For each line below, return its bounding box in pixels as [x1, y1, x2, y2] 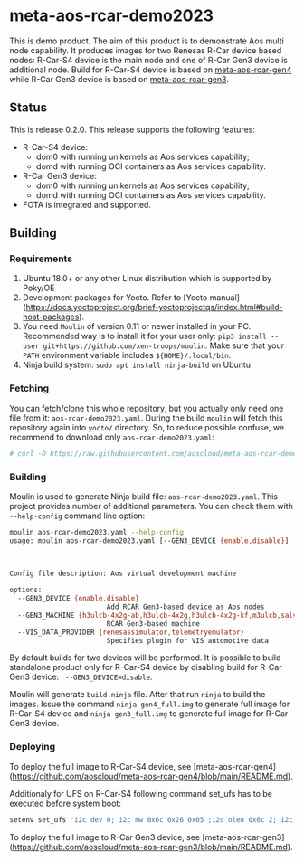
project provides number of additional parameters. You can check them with [9, 500, 294, 511]
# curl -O [9, 449, 47, 458]
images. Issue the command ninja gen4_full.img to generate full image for [9, 698, 290, 710]
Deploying [9, 741, 56, 753]
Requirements [9, 252, 73, 265]
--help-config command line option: [9, 510, 146, 521]
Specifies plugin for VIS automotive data [106, 636, 270, 645]
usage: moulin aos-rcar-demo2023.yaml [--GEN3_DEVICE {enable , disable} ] [9, 535, 290, 545]
